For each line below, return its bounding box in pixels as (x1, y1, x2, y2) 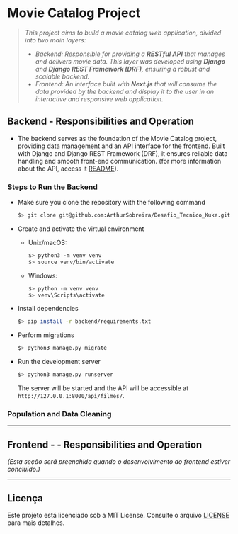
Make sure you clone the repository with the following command (17, 198, 205, 207)
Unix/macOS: (28, 238, 67, 246)
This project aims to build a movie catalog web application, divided (24, 28, 222, 37)
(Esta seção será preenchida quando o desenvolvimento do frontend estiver (7, 458, 231, 466)
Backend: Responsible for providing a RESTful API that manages (35, 50, 225, 58)
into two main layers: (24, 35, 86, 44)
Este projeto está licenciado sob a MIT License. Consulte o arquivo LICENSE (7, 511, 230, 519)
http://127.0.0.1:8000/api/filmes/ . (17, 392, 125, 400)
